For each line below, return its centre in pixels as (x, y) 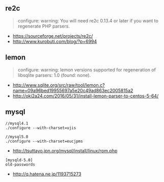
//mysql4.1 (17, 124)
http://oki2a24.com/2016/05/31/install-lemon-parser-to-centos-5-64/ (86, 96)
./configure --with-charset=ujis (41, 128)
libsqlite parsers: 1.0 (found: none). (54, 75)
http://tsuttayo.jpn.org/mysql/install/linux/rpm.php (65, 151)
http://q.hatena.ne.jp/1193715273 (47, 174)
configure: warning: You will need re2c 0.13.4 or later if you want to (88, 20)
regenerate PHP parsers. (44, 26)
